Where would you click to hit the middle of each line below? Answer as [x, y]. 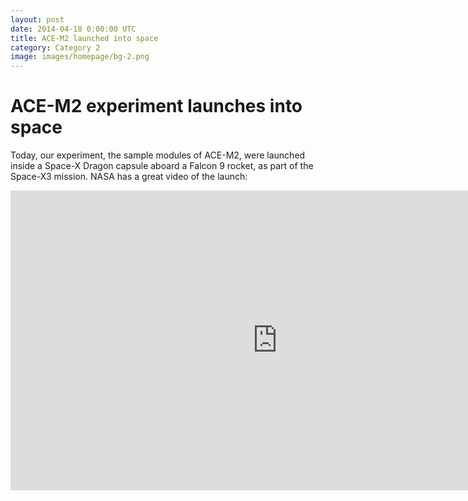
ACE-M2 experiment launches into [156, 106]
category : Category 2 [55, 47]
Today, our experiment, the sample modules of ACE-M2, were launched [158, 155]
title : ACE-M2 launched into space [84, 38]
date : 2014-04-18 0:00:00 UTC [73, 29]
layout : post [37, 19]
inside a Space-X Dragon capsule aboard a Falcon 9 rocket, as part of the [162, 166]
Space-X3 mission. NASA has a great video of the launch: [129, 177]
